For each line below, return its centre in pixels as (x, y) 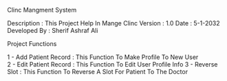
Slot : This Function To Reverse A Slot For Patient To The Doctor (97, 72)
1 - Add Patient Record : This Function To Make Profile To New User (103, 57)
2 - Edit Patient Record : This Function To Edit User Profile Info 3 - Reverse (112, 64)
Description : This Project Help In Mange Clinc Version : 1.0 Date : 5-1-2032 (113, 23)
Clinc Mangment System (42, 10)
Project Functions (32, 44)
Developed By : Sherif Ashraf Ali (53, 31)
